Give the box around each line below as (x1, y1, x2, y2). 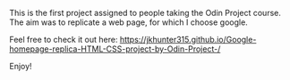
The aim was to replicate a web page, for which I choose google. (9, 17, 248, 28)
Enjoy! (9, 61, 33, 71)
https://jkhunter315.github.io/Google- (119, 35, 257, 44)
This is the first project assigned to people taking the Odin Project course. (9, 8, 282, 18)
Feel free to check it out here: (9, 35, 118, 44)
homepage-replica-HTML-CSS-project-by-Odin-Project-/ (9, 44, 221, 54)
